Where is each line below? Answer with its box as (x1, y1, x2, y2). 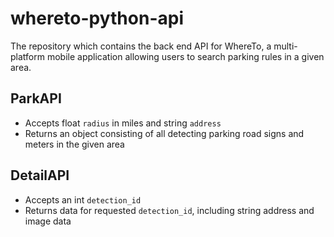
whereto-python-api (10, 7, 184, 30)
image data (24, 215, 72, 227)
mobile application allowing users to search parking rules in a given (46, 50, 325, 62)
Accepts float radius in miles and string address (24, 117, 222, 129)
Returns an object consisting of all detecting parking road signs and (24, 127, 305, 139)
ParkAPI (10, 90, 62, 107)
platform (10, 50, 45, 62)
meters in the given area (24, 138, 125, 150)
